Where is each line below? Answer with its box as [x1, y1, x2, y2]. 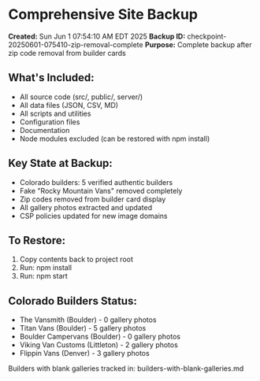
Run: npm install [19, 263, 72, 272]
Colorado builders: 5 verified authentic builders [19, 177, 173, 187]
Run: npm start [19, 272, 69, 281]
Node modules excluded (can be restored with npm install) [19, 134, 210, 143]
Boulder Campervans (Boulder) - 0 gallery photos [19, 332, 181, 342]
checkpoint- [187, 31, 227, 41]
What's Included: [8, 71, 95, 84]
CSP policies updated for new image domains [19, 211, 168, 220]
